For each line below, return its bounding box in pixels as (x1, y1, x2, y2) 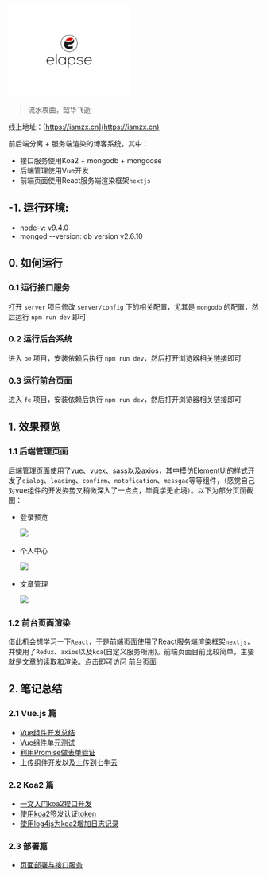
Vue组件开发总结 (19, 727, 75, 737)
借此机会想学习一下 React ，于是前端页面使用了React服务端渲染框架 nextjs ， (8, 637, 254, 646)
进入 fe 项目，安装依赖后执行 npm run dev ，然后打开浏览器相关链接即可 (8, 395, 242, 404)
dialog (22, 477, 44, 485)
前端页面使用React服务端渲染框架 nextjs (19, 176, 151, 185)
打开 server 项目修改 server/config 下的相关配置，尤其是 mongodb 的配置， (8, 302, 252, 311)
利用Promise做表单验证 (19, 747, 96, 757)
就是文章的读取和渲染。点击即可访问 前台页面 (8, 657, 157, 666)
